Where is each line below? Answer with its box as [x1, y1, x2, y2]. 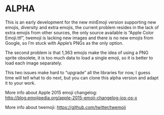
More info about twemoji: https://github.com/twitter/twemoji [5, 104, 126, 110]
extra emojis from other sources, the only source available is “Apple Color [5, 29, 154, 35]
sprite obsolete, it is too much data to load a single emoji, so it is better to [5, 55, 153, 60]
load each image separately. [5, 60, 62, 66]
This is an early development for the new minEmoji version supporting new [5, 19, 156, 25]
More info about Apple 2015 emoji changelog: [5, 89, 97, 95]
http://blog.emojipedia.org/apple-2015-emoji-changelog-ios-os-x [5, 94, 137, 101]
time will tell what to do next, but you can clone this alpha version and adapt [5, 75, 159, 81]
